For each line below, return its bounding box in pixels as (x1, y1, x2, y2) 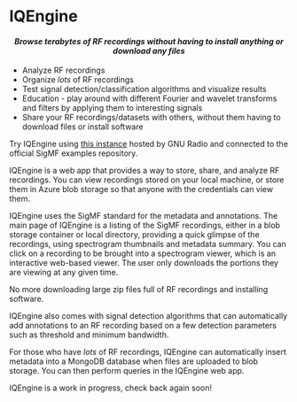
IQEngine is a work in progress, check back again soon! (9, 383, 213, 393)
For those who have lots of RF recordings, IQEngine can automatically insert (9, 347, 286, 358)
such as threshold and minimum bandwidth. (9, 329, 169, 340)
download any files (113, 45, 185, 56)
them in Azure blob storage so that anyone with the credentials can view (9, 184, 273, 195)
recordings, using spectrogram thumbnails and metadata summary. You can (9, 239, 286, 250)
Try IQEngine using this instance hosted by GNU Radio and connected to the (9, 139, 288, 150)
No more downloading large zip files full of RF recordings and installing (9, 284, 269, 295)
